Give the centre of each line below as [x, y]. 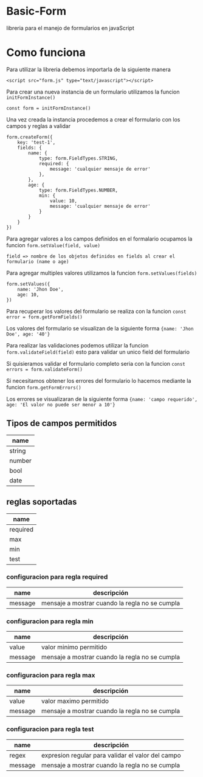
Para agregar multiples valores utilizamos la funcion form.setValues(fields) [102, 273]
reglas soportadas [42, 502]
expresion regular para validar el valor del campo [111, 755]
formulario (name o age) [38, 262]
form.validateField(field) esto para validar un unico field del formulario [98, 352]
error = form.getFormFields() [45, 317]
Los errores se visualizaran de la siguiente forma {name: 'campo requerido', [102, 399]
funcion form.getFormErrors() [44, 387]
